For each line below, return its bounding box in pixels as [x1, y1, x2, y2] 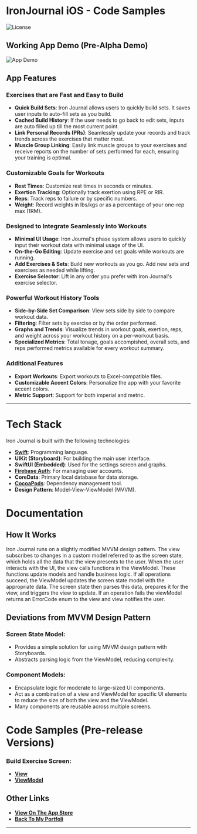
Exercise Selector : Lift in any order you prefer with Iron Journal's [14, 273, 172, 280]
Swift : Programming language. [14, 448, 89, 455]
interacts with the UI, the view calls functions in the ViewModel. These [6, 564, 176, 571]
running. [14, 254, 35, 261]
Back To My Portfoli [14, 815, 63, 822]
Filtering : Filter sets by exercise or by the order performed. [14, 319, 157, 327]
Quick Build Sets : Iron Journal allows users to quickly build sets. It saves [14, 104, 191, 111]
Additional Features [6, 359, 63, 368]
